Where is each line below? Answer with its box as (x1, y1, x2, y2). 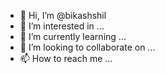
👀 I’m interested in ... (19, 20, 105, 32)
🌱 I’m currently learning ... (19, 31, 127, 42)
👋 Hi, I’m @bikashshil (19, 10, 107, 21)
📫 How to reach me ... (19, 53, 113, 64)
